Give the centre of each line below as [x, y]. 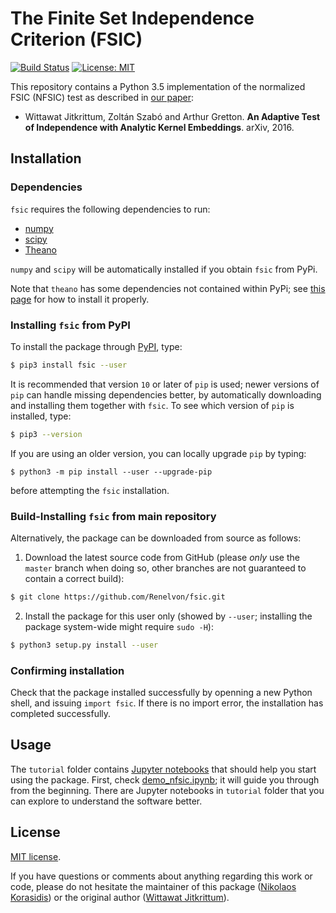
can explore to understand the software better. [106, 801]
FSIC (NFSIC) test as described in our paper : [102, 97]
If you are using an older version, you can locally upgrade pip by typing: [158, 453]
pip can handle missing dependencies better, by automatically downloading [166, 394]
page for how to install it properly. [80, 299]
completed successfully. [61, 714]
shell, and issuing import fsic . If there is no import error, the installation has [167, 703]
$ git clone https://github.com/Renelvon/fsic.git [118, 597]
